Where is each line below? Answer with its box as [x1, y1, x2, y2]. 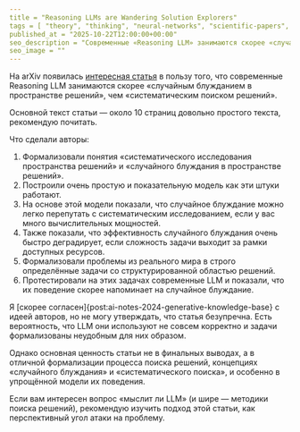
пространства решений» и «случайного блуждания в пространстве [21, 161, 281, 172]
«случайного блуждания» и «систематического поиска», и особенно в [9, 367, 280, 377]
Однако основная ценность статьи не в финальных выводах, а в [9, 348, 255, 359]
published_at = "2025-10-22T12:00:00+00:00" [9, 30, 178, 38]
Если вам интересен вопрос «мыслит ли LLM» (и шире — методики [9, 394, 269, 404]
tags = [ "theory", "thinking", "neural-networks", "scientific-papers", [9, 21, 290, 30]
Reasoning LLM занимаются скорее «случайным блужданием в [9, 80, 253, 91]
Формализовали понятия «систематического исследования [21, 151, 252, 162]
